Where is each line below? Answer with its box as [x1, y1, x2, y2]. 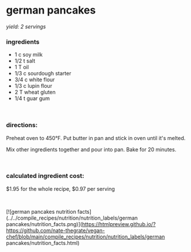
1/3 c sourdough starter [14, 70, 71, 77]
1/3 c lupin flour [14, 82, 53, 89]
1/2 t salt [14, 57, 35, 65]
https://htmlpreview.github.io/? [81, 220, 156, 227]
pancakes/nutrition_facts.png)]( [6, 220, 83, 227]
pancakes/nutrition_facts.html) [6, 239, 80, 246]
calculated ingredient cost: [6, 172, 84, 180]
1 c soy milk [14, 51, 43, 58]
